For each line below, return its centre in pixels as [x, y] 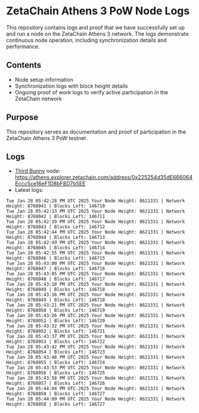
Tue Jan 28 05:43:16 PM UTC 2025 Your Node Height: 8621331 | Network [96, 295]
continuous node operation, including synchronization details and [86, 40]
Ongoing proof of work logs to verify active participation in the [91, 92]
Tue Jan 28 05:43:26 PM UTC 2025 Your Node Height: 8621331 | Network [96, 316]
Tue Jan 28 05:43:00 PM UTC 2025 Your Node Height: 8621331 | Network [96, 263]
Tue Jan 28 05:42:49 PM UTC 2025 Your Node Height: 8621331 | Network [96, 243]
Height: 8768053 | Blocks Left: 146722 [56, 342]
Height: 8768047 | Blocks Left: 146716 [56, 269]
